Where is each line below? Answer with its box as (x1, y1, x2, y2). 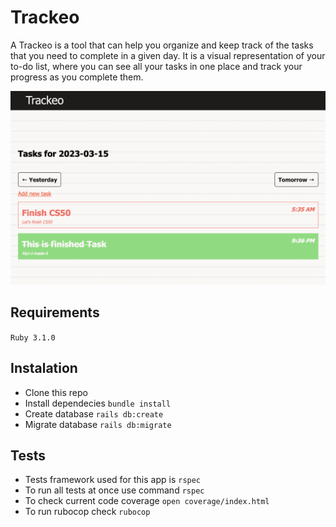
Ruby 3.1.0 (10, 332, 56, 343)
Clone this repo (24, 386, 88, 398)
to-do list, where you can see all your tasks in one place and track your (10, 60, 303, 72)
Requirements (10, 304, 100, 321)
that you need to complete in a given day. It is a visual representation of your (10, 49, 326, 61)
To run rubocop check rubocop (24, 506, 151, 518)
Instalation (10, 360, 78, 377)
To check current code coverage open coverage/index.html (24, 495, 270, 507)
